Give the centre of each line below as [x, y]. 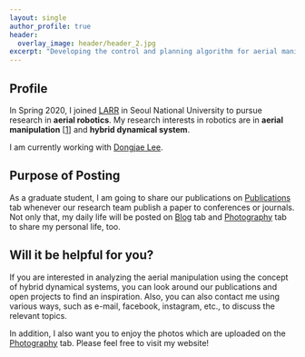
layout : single [38, 18]
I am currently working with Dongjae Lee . [86, 147]
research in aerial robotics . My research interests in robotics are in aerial [147, 120]
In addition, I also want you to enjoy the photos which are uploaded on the [148, 333]
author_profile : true [50, 26]
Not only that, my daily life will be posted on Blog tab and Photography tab [148, 217]
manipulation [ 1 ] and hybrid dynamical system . [100, 129]
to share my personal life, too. [65, 226]
